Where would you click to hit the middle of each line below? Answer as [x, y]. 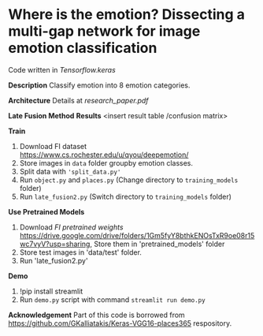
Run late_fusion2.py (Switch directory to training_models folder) [126, 196]
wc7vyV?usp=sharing [55, 244]
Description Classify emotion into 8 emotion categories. [99, 85]
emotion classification [83, 48]
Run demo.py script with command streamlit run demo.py [113, 299]
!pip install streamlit [51, 291]
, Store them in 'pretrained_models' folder [157, 244]
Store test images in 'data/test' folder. [80, 252]
